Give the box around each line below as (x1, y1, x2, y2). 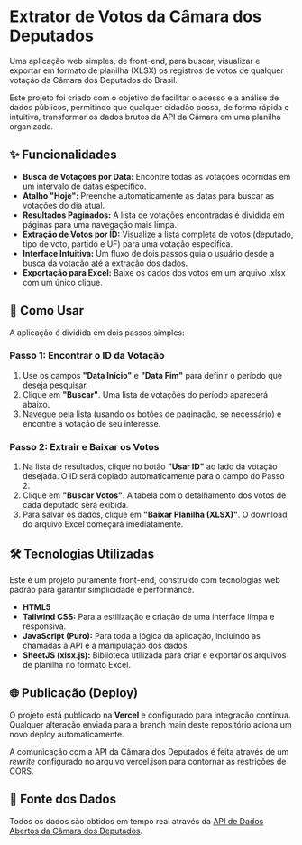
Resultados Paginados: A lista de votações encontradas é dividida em (22, 210, 285, 221)
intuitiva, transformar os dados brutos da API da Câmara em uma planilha (9, 111, 281, 122)
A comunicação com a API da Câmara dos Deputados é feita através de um (9, 746, 289, 756)
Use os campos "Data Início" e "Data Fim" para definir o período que (22, 370, 282, 380)
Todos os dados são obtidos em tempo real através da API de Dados (9, 815, 264, 826)
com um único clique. (22, 277, 103, 287)
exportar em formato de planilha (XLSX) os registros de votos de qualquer (9, 65, 284, 76)
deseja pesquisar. (22, 380, 88, 390)
